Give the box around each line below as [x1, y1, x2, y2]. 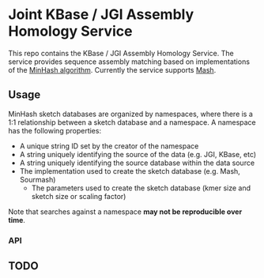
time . [8, 215, 26, 224]
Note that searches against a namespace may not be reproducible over [8, 207, 243, 216]
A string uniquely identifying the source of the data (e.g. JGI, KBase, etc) [19, 149, 257, 159]
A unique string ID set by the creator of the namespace [19, 141, 199, 151]
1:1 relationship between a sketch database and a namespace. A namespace [8, 117, 257, 127]
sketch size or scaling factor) [31, 191, 126, 201]
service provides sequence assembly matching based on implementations [8, 57, 251, 66]
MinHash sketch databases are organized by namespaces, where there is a [8, 109, 253, 118]
